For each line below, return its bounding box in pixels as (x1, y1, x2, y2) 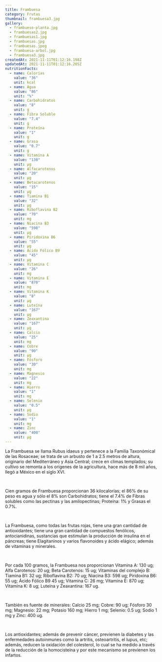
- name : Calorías (9, 71, 45, 76)
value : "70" (14, 212, 38, 217)
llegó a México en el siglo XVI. (5, 469, 66, 475)
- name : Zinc (9, 426, 36, 431)
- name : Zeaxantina (9, 317, 49, 321)
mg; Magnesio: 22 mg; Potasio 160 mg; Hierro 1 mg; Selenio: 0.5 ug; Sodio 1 (5, 607, 157, 613)
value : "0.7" (14, 144, 40, 149)
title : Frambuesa (5, 7, 40, 12)
